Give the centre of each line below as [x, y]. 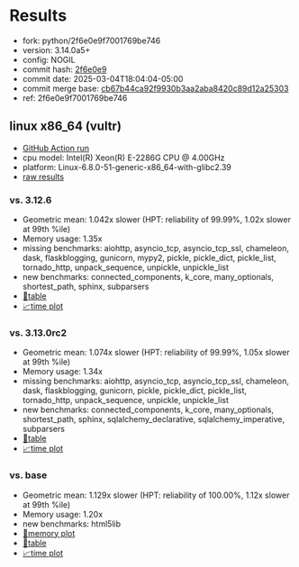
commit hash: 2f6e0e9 [64, 69]
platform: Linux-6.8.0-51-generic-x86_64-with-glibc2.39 [127, 166]
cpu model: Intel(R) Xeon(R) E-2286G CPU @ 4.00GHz [123, 157]
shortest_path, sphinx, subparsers [86, 287]
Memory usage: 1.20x [63, 514]
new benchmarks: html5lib [72, 524]
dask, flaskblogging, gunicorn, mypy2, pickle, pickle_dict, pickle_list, [149, 258]
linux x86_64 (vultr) [65, 126]
